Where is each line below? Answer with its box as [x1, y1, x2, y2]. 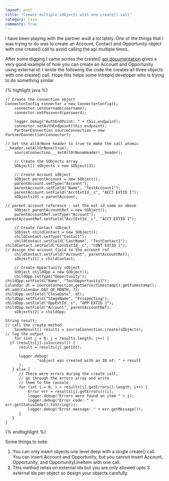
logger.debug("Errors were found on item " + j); [27, 393, 135, 399]
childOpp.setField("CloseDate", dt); [5, 292, 85, 297]
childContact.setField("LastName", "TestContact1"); [14, 239, 128, 244]
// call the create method [5, 323, 62, 328]
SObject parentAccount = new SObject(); [14, 177, 100, 182]
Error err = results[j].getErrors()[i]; [27, 389, 114, 395]
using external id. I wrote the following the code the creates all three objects [5, 67, 163, 73]
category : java [5, 17, 37, 22]
